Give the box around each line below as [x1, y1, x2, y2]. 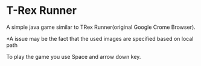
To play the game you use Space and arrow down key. [6, 53, 141, 60]
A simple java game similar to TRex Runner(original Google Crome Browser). [6, 23, 196, 31]
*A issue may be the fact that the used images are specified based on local [6, 35, 194, 42]
